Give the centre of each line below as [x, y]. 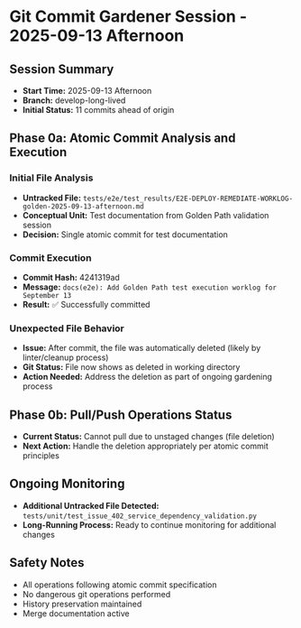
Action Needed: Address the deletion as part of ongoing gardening [147, 377]
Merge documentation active [76, 613]
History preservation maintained [82, 604]
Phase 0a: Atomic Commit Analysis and [123, 139]
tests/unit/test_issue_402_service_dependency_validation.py [140, 516]
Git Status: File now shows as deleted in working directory [131, 367]
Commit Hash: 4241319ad [71, 277]
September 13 [47, 295]
